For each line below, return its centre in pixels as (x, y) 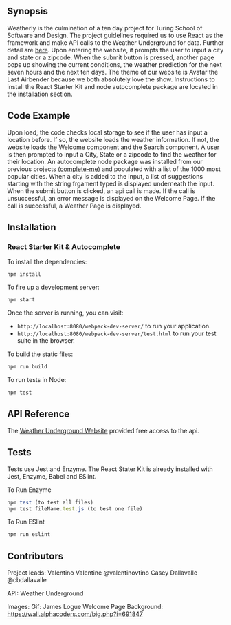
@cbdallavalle (27, 580)
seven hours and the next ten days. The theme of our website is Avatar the (113, 72)
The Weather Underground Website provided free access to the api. (103, 430)
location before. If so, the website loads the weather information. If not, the (113, 139)
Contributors (35, 556)
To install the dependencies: (47, 262)
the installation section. (40, 94)
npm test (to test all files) (51, 502)
